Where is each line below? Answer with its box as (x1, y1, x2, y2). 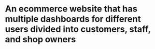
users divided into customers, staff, (5, 24, 151, 35)
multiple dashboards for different (5, 13, 141, 24)
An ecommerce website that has (5, 3, 138, 14)
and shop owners (5, 34, 76, 45)
